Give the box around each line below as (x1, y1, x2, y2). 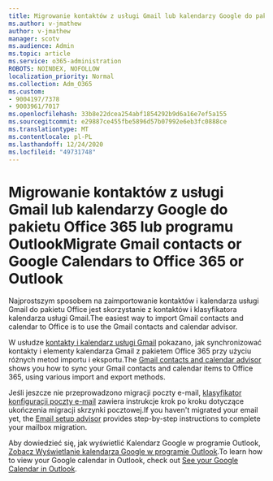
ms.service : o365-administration (8, 58, 122, 66)
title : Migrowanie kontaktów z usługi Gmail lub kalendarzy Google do (8, 11, 253, 20)
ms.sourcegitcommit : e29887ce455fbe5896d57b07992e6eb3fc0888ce (8, 118, 227, 126)
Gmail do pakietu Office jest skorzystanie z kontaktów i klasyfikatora (8, 305, 237, 314)
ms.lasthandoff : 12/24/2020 (8, 140, 104, 149)
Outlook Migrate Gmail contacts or (8, 235, 242, 253)
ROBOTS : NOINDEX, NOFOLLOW (8, 65, 100, 73)
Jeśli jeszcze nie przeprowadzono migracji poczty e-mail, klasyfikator (8, 388, 242, 398)
